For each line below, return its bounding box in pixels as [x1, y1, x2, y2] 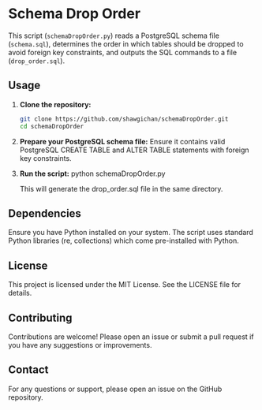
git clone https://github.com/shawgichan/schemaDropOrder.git [19, 115, 229, 123]
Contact [8, 363, 49, 377]
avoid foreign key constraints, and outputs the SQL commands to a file [8, 47, 238, 57]
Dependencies [8, 207, 81, 220]
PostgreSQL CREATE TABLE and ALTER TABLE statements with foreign [19, 145, 250, 155]
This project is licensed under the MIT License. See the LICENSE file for [8, 280, 241, 289]
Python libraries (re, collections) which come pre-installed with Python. [8, 236, 239, 245]
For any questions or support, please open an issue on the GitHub [8, 384, 223, 393]
